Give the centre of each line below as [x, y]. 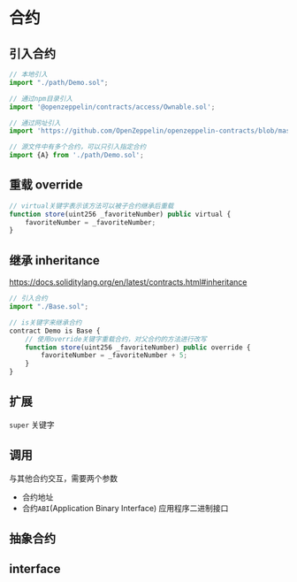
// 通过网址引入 [35, 123]
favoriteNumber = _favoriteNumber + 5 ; [114, 356]
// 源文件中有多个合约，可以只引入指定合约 [78, 147]
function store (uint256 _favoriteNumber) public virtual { [120, 214]
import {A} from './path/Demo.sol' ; [76, 156]
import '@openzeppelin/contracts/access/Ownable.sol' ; [112, 107]
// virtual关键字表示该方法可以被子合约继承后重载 [91, 206]
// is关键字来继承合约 [46, 322]
